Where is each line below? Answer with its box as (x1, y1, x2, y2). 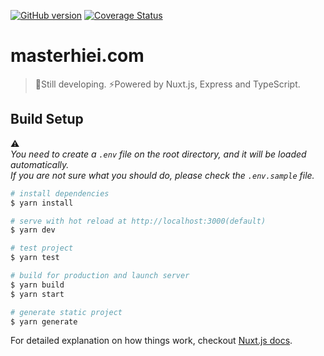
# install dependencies (10, 188, 110, 199)
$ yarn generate (10, 316, 78, 327)
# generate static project (10, 307, 123, 317)
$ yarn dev (10, 225, 56, 235)
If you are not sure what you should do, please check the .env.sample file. (10, 169, 315, 181)
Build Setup (10, 111, 84, 128)
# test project (10, 243, 74, 254)
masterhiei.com (10, 45, 145, 67)
